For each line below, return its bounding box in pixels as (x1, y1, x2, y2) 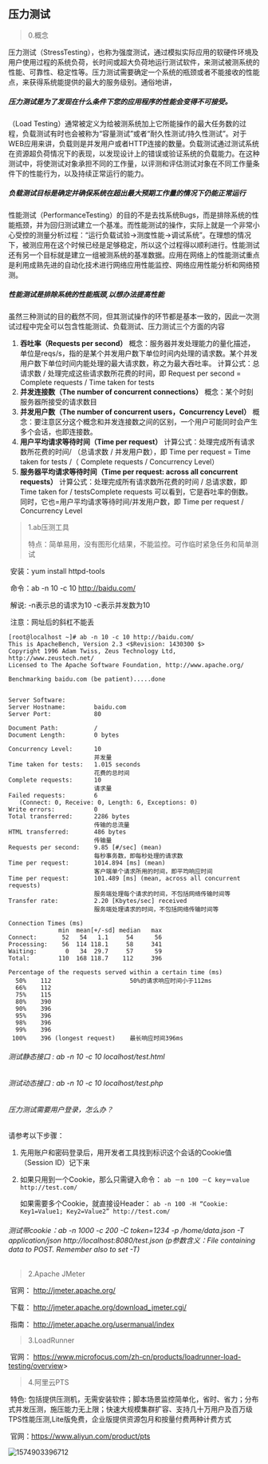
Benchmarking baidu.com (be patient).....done (8, 674, 166, 683)
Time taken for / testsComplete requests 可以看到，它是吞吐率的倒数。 (19, 487, 253, 496)
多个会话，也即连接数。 (19, 427, 97, 436)
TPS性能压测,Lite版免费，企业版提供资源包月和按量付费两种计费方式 (8, 1414, 231, 1424)
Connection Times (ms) (8, 919, 84, 927)
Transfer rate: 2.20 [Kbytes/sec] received (8, 897, 187, 905)
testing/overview (8, 1361, 64, 1371)
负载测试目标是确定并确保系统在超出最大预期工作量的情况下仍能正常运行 (8, 189, 246, 198)
